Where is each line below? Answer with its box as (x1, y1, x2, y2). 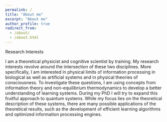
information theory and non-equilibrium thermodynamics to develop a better (5, 85, 162, 91)
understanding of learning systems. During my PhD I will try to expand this (5, 90, 158, 96)
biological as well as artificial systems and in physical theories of (5, 74, 138, 80)
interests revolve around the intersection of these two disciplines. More (5, 63, 152, 70)
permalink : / (5, 7, 32, 12)
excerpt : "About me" (5, 16, 48, 21)
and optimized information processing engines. (5, 111, 102, 117)
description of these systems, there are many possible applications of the (5, 101, 156, 107)
